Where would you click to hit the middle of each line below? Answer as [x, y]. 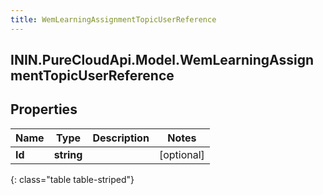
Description [121, 138]
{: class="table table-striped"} [72, 179]
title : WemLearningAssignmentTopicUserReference [113, 19]
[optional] [181, 154]
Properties [44, 109]
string [68, 154]
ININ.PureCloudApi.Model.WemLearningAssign [162, 60]
